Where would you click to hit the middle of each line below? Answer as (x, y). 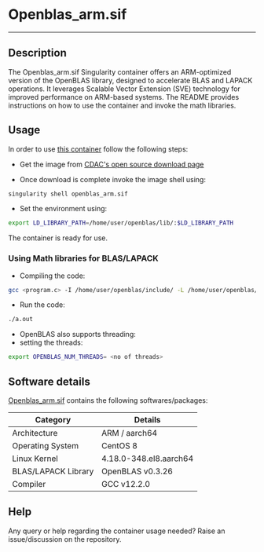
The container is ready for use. (58, 238)
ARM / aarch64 (129, 433)
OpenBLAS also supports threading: (77, 334)
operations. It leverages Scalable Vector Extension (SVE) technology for (125, 89)
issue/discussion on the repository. (65, 539)
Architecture (35, 433)
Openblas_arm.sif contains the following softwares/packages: (108, 400)
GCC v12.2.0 (126, 484)
